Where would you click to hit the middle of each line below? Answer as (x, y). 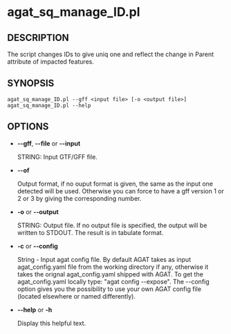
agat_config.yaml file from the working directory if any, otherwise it (113, 267)
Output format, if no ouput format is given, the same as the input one (115, 184)
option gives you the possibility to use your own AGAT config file (109, 289)
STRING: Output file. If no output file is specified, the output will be (112, 225)
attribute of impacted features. (51, 62)
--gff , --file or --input (49, 143)
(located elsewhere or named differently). (76, 296)
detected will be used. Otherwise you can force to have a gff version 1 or (121, 191)
